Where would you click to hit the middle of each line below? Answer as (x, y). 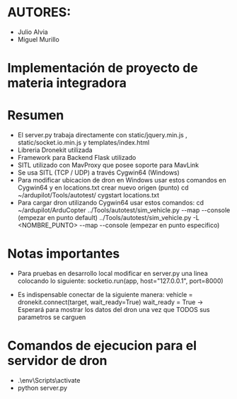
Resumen (36, 116)
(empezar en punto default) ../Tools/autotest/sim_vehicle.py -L (108, 218)
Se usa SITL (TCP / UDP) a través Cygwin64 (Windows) (99, 173)
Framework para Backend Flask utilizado (77, 158)
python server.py (42, 388)
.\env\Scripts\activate (49, 380)
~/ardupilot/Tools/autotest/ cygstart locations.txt (88, 195)
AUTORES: (39, 12)
